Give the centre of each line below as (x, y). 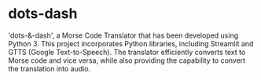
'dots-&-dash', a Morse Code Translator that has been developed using (123, 35)
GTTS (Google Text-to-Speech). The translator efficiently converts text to (127, 52)
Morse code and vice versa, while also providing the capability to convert (127, 60)
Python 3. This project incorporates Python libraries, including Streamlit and (131, 43)
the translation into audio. (50, 68)
